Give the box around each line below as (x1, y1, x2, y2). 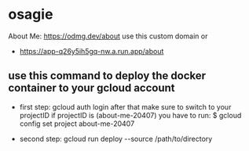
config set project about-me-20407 (19, 119, 135, 128)
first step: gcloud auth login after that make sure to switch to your (19, 102, 232, 111)
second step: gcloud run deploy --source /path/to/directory (19, 134, 213, 143)
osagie (8, 5, 53, 23)
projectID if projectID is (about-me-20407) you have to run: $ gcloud (19, 110, 242, 120)
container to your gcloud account (8, 81, 175, 95)
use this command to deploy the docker (8, 69, 207, 83)
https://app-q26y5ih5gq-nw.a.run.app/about (19, 46, 164, 56)
